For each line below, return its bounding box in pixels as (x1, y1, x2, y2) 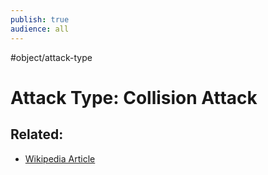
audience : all (10, 24, 70, 34)
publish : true (10, 14, 70, 25)
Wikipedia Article (24, 152, 96, 165)
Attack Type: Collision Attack (10, 86, 258, 109)
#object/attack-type (10, 51, 93, 63)
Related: (10, 126, 64, 143)
